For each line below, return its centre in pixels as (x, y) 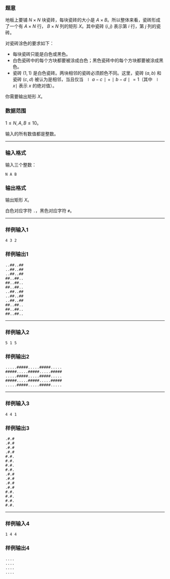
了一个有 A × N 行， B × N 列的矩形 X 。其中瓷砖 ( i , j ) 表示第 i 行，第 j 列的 (81, 26)
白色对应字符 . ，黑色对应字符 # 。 (40, 211)
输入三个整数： (21, 164)
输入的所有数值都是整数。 (32, 134)
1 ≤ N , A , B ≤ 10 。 (23, 123)
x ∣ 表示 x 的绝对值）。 (35, 86)
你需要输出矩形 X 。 (25, 97)
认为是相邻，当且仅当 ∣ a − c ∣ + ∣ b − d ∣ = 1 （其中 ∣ (99, 79)
